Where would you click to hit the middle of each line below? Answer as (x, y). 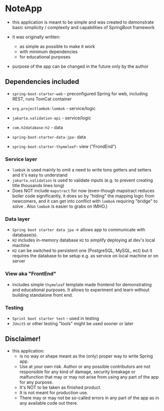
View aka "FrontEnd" (31, 274)
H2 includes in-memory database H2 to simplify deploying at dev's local (83, 240)
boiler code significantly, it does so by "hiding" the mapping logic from (83, 196)
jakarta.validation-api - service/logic (52, 118)
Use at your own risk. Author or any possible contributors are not (85, 366)
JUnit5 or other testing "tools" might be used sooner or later (73, 323)
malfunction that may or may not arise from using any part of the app (89, 377)
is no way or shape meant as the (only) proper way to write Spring (86, 356)
